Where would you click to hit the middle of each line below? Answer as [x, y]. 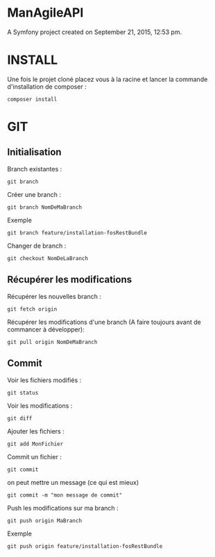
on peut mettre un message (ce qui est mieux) [73, 482]
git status [23, 393]
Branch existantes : [35, 169]
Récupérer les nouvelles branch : [54, 296]
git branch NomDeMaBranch [44, 207]
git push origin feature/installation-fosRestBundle [85, 546]
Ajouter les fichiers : [36, 431]
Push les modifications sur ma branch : [63, 508]
